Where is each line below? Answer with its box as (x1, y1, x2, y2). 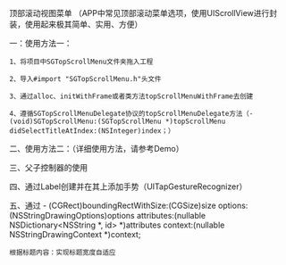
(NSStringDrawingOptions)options (9, 211, 136, 220)
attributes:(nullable (137, 211, 206, 220)
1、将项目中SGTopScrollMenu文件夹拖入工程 (9, 57, 154, 66)
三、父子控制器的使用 (9, 162, 88, 172)
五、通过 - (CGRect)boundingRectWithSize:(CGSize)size (9, 200, 216, 211)
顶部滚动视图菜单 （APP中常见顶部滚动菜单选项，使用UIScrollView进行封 (9, 8, 278, 18)
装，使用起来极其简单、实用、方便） (9, 19, 143, 29)
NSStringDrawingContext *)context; (9, 229, 141, 239)
